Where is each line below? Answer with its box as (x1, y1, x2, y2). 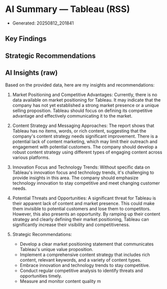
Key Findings (5, 34, 47, 43)
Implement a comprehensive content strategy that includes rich (19, 251, 151, 257)
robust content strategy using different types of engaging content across (12, 149, 163, 155)
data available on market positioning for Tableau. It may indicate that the (12, 96, 161, 103)
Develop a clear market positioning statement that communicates (19, 241, 154, 247)
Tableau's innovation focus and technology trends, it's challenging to (12, 169, 155, 175)
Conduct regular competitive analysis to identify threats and (19, 267, 143, 273)
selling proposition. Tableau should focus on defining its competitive (12, 107, 153, 113)
